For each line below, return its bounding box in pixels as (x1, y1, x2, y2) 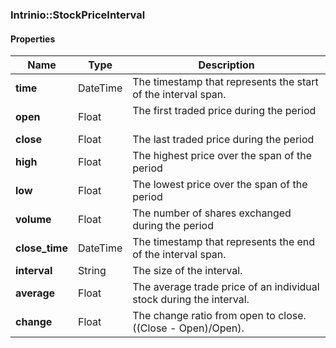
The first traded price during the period (132, 104, 317, 118)
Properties (10, 33, 56, 45)
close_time (15, 241, 68, 255)
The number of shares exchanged (132, 206, 292, 220)
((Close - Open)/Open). (132, 321, 245, 335)
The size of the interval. (132, 264, 243, 278)
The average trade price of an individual (132, 280, 320, 294)
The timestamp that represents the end (132, 235, 316, 249)
